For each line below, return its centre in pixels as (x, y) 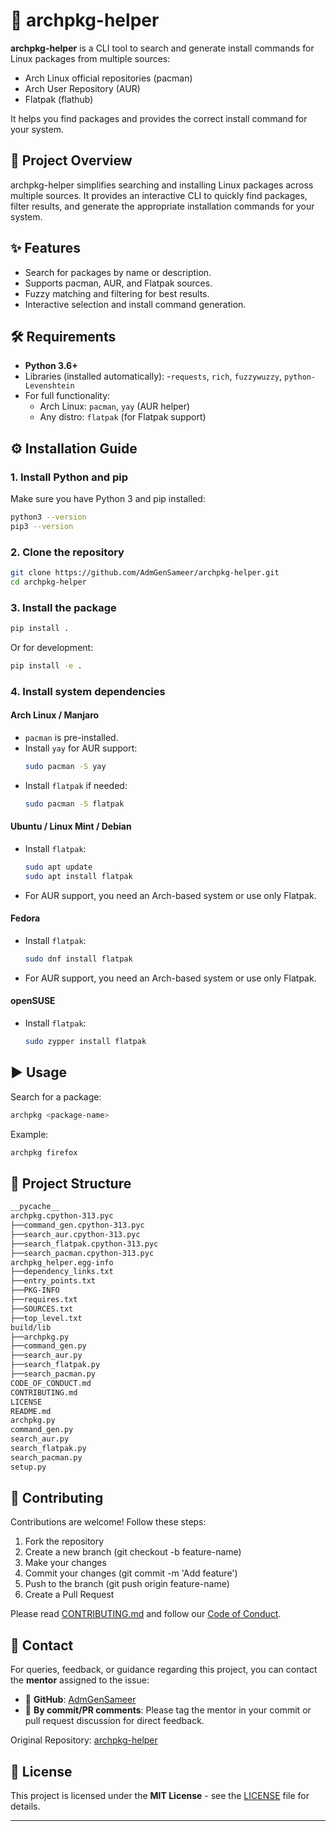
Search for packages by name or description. (118, 272)
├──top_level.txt (46, 1318)
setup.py (28, 1467)
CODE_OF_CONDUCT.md (51, 1383)
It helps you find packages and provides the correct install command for (159, 118)
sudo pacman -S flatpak (74, 804)
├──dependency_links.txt (62, 1272)
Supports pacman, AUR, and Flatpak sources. (118, 283)
